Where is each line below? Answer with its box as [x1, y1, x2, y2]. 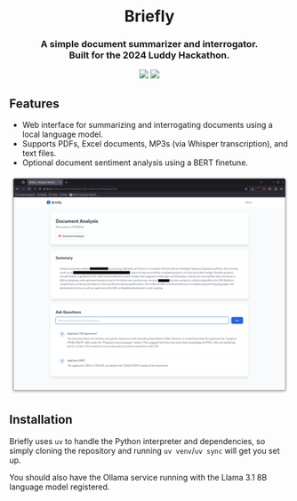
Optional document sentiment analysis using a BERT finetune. [21, 157, 249, 168]
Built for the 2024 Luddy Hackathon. [68, 49, 230, 61]
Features [9, 96, 60, 111]
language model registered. [9, 481, 110, 492]
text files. [21, 148, 57, 159]
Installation [9, 412, 73, 427]
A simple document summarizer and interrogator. [40, 38, 259, 51]
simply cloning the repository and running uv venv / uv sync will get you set [9, 445, 280, 456]
